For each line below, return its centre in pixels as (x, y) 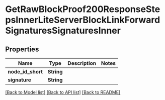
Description (82, 63)
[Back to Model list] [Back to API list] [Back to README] (63, 92)
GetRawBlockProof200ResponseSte (83, 9)
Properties (22, 49)
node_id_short (25, 72)
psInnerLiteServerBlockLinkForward (83, 20)
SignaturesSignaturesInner (63, 31)
